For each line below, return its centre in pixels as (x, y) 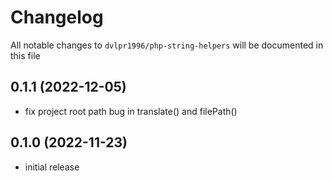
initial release (52, 167)
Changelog (57, 17)
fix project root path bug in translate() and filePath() (131, 111)
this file (25, 55)
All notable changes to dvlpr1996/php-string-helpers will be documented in (167, 45)
